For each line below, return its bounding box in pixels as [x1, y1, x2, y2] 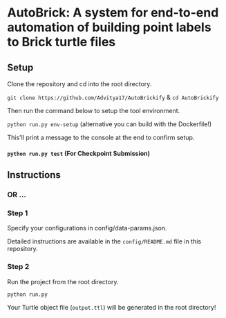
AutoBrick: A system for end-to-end [7, 5, 219, 21]
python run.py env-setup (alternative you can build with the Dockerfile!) [7, 120, 212, 128]
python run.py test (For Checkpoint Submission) [7, 149, 151, 157]
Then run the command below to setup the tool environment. [7, 107, 180, 115]
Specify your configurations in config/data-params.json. [7, 224, 167, 232]
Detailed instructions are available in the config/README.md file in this [7, 237, 202, 246]
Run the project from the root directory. [7, 277, 119, 286]
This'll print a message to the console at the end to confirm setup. [7, 133, 195, 141]
